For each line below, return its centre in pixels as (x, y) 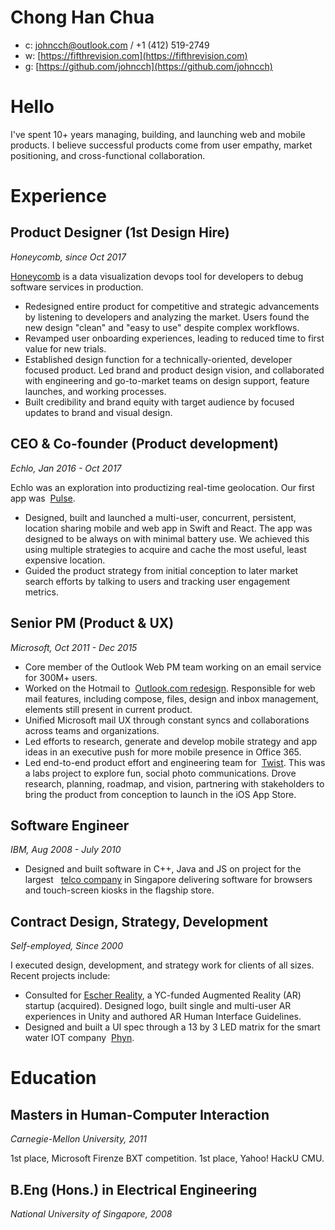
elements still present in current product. (108, 709)
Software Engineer (70, 825)
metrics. (42, 592)
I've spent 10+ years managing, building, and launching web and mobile (158, 134)
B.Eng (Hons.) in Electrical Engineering (134, 1189)
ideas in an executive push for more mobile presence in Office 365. (163, 752)
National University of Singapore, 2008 (91, 1213)
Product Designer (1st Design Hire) (120, 232)
